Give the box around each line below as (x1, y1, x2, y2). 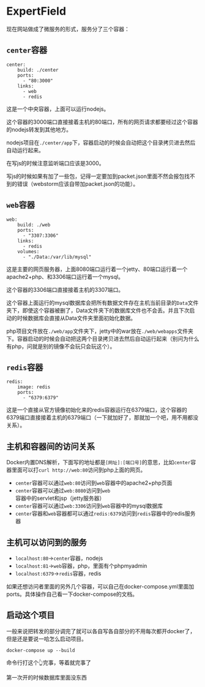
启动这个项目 (6, 610, 55, 620)
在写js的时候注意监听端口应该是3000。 (6, 159, 105, 166)
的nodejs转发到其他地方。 (6, 125, 72, 133)
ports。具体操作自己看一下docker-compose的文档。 (6, 590, 138, 598)
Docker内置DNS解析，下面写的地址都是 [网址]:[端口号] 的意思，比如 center (6, 459, 191, 466)
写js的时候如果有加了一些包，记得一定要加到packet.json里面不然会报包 (6, 173, 185, 180)
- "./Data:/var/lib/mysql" (22, 254, 92, 260)
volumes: (17, 248, 40, 254)
